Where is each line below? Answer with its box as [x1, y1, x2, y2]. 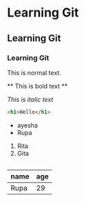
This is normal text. [7, 68, 62, 77]
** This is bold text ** [7, 81, 68, 90]
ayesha [17, 121, 38, 129]
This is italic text [7, 95, 54, 103]
